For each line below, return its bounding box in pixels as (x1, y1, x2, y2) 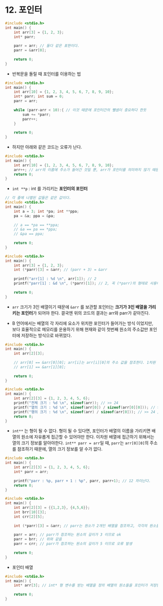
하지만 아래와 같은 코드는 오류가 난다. (12, 144, 82, 150)
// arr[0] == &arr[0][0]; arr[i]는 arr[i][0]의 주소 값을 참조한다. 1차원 (14, 360, 156, 365)
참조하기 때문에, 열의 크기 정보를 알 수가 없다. (17, 446, 103, 452)
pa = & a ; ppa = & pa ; (14, 213, 55, 219)
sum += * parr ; (22, 112, 51, 117)
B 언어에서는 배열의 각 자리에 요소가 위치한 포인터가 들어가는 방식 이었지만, (12, 320, 154, 326)
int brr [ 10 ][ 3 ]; (14, 510, 47, 515)
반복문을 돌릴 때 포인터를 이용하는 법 (12, 71, 81, 77)
